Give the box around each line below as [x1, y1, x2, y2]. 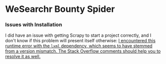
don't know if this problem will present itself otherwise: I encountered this [5, 38, 156, 44]
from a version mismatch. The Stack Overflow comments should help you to [5, 48, 161, 54]
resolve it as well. [5, 54, 41, 60]
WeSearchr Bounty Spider [5, 3, 115, 15]
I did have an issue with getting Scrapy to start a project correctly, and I [5, 32, 152, 38]
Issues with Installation [5, 21, 62, 28]
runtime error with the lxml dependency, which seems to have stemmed [5, 43, 153, 49]
